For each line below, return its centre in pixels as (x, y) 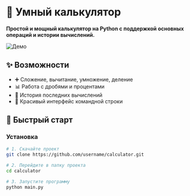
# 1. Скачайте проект (33, 149)
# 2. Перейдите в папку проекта (46, 166)
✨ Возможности (38, 65)
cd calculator (24, 171)
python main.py (25, 187)
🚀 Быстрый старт (39, 120)
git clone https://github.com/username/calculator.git (75, 155)
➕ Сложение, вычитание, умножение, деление (74, 79)
